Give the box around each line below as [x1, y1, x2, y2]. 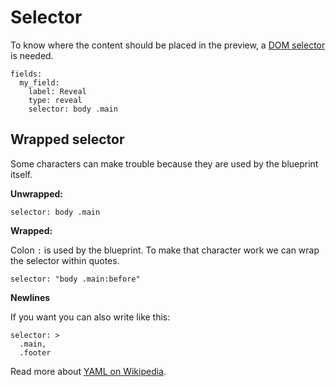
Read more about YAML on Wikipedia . [10, 365, 167, 377]
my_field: [19, 77, 60, 88]
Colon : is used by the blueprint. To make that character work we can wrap [10, 244, 320, 256]
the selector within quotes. [10, 254, 120, 266]
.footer [19, 347, 52, 358]
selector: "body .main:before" [10, 274, 141, 284]
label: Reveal [28, 86, 87, 96]
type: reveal [28, 95, 83, 105]
